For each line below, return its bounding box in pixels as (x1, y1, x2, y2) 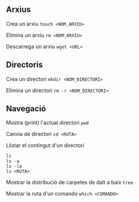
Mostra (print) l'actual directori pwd (6, 119, 89, 126)
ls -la (6, 163, 22, 169)
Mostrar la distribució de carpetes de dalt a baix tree (6, 179, 133, 186)
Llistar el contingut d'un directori (6, 142, 85, 149)
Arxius (6, 5, 31, 15)
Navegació (6, 104, 46, 114)
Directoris (6, 60, 43, 70)
